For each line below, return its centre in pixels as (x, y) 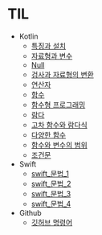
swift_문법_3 (51, 193)
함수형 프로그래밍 (58, 105)
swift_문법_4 (51, 204)
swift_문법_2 (51, 183)
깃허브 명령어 (52, 222)
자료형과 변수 (52, 56)
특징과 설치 (48, 46)
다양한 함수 (48, 134)
